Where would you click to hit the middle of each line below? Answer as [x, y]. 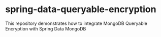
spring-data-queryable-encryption [81, 9]
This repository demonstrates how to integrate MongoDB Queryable [76, 23]
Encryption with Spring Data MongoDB [46, 28]
